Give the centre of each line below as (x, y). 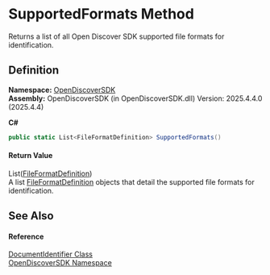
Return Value (31, 156)
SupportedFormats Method (102, 14)
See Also (31, 216)
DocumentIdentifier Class (50, 254)
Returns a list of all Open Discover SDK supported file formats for (116, 36)
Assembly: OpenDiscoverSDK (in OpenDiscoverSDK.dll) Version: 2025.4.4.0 (135, 98)
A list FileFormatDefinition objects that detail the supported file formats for (132, 181)
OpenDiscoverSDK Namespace (60, 263)
